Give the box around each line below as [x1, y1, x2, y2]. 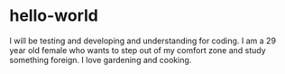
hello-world [9, 5, 99, 26]
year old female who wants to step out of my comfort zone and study [9, 44, 266, 55]
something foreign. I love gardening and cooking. [9, 54, 192, 65]
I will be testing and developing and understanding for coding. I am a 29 [9, 35, 277, 46]
